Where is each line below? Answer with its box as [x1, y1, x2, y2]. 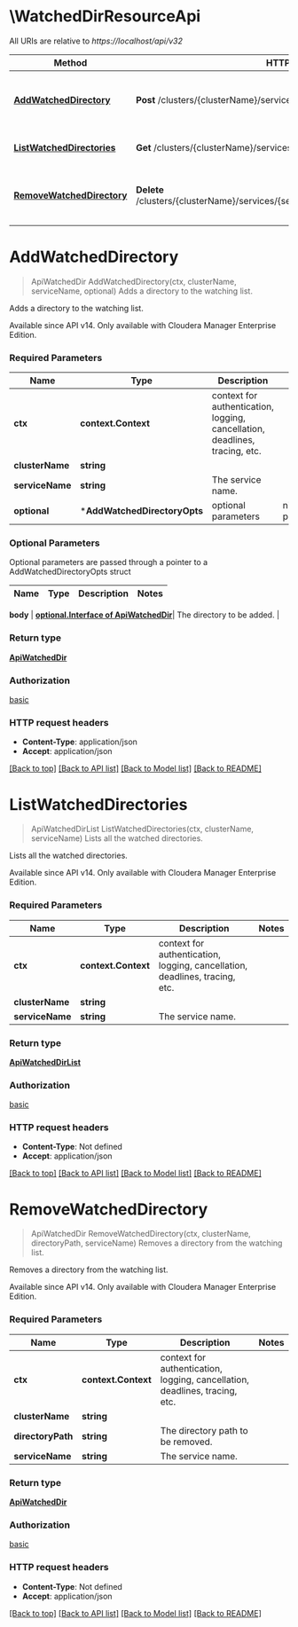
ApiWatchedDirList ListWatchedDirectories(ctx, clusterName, [30, 823, 255, 835]
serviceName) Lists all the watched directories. [30, 833, 204, 844]
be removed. [160, 1435, 213, 1448]
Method [53, 56, 88, 68]
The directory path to [160, 1424, 248, 1436]
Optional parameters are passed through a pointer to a [9, 557, 208, 568]
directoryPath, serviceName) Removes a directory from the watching [30, 1238, 283, 1248]
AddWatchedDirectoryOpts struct [9, 566, 131, 578]
